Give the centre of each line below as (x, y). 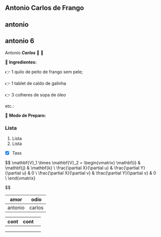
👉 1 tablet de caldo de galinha (36, 83)
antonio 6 (20, 41)
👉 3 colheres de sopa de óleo (36, 95)
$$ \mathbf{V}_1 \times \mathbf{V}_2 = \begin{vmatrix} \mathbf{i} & (73, 162)
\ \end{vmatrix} (20, 178)
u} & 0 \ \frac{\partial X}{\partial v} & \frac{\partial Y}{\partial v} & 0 (89, 173)
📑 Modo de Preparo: (25, 115)
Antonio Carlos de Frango (44, 8)
